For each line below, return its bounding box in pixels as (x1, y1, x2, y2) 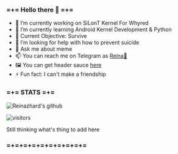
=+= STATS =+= (6, 88, 55, 97)
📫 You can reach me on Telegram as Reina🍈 (15, 52, 127, 60)
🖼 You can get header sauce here (15, 61, 102, 69)
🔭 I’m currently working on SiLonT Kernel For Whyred (15, 20, 149, 27)
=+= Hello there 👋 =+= (6, 5, 74, 14)
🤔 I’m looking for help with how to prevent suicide (15, 39, 140, 46)
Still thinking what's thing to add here (6, 125, 100, 133)
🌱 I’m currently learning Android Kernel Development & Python (15, 26, 172, 33)
